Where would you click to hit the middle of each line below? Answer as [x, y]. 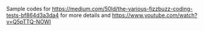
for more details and [85, 15]
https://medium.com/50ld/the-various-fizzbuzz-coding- [122, 9]
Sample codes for [29, 9]
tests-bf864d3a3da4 [33, 15]
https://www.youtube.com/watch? [155, 15]
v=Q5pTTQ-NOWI [29, 22]
